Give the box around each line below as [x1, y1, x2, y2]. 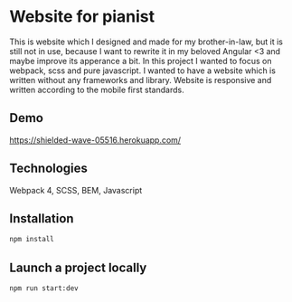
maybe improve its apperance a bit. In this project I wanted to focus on [9, 55, 272, 66]
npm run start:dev [9, 284, 79, 293]
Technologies [9, 161, 89, 176]
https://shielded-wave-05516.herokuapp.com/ [9, 134, 182, 146]
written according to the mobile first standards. [9, 84, 184, 95]
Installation [9, 211, 74, 226]
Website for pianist [9, 6, 155, 27]
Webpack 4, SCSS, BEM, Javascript [9, 184, 143, 195]
